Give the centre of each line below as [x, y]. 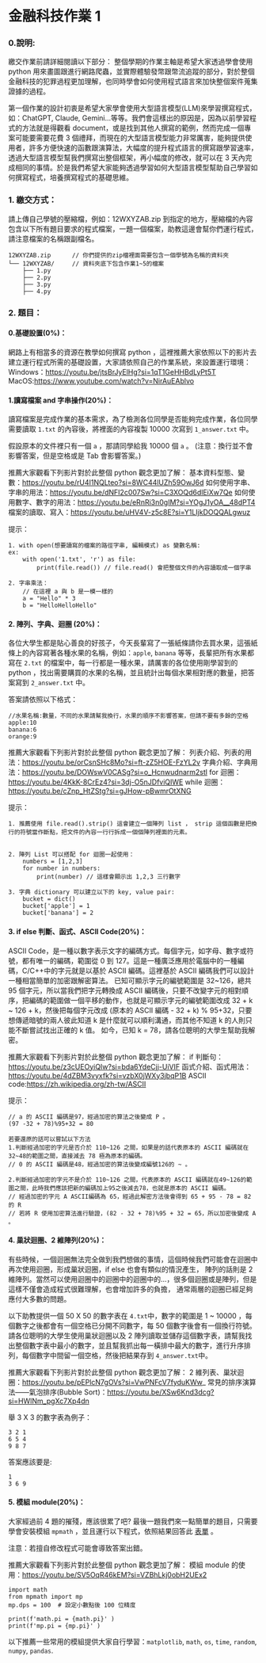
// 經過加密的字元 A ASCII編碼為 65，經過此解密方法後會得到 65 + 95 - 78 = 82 [130, 1196]
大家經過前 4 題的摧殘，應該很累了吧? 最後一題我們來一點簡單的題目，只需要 [133, 1521]
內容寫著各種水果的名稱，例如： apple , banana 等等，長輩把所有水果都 [142, 653]
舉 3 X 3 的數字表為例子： [50, 1417]
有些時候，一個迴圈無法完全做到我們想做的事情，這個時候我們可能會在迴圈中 [133, 1259]
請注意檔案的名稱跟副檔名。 [53, 238]
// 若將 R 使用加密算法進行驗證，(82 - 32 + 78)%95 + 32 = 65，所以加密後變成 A [132, 1213]
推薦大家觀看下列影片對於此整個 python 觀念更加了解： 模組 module [119, 1565]
